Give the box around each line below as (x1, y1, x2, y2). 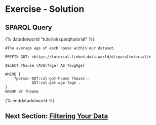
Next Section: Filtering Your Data (5, 112, 108, 121)
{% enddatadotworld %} (5, 98, 55, 103)
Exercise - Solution (5, 3, 84, 15)
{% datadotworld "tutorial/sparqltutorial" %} (5, 36, 95, 42)
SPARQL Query (5, 23, 52, 32)
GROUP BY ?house (5, 89, 39, 94)
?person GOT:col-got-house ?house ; (14, 76, 90, 81)
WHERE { (5, 72, 21, 77)
